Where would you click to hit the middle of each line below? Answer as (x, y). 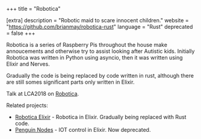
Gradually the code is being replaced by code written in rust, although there (100, 76)
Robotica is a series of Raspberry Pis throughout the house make (87, 45)
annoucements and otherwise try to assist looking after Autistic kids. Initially (100, 51)
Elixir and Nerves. (28, 64)
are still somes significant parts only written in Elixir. (70, 82)
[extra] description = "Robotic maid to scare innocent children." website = (97, 20)
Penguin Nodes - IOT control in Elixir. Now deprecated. (83, 130)
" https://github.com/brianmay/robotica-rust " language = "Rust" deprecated (100, 27)
